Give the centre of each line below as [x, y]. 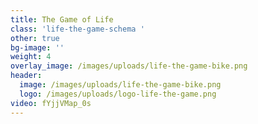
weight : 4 [31, 57]
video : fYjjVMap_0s [51, 103]
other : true [35, 38]
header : [26, 76]
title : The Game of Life [62, 19]
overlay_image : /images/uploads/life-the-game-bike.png [129, 66]
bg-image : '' [37, 47]
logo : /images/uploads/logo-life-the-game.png [118, 94]
